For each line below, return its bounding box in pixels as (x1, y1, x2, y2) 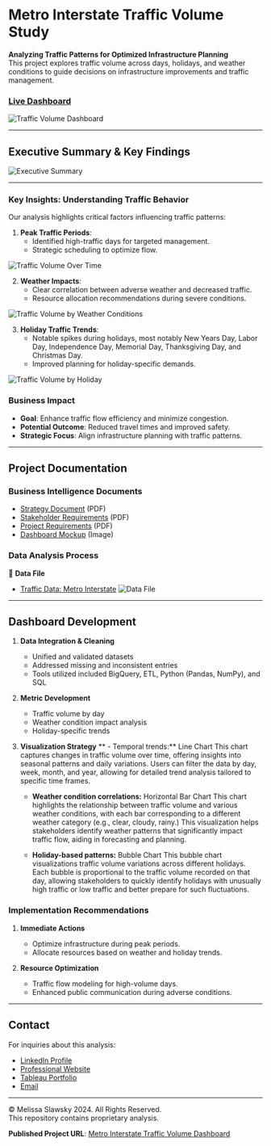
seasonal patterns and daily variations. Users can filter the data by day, (19, 759, 256, 769)
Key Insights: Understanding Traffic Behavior (8, 194, 190, 205)
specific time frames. (19, 776, 91, 786)
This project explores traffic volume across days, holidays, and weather (8, 58, 246, 68)
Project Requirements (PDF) (19, 521, 113, 531)
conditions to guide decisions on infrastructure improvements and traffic (8, 66, 249, 76)
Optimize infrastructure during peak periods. (31, 938, 181, 948)
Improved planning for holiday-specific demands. (31, 359, 196, 369)
